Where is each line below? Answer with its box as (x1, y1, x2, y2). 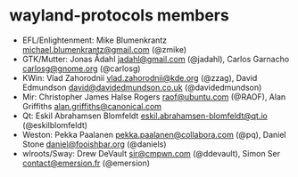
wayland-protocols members (9, 5, 229, 26)
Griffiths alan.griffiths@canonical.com (21, 101, 162, 111)
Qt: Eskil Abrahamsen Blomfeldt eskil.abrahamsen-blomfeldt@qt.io (21, 110, 268, 121)
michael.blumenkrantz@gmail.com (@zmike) (21, 44, 187, 54)
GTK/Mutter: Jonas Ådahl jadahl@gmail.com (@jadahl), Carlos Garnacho (21, 53, 290, 64)
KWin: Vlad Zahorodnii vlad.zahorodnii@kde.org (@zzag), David (21, 72, 258, 83)
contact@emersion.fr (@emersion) (21, 157, 150, 168)
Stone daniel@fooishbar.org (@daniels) (21, 139, 167, 149)
